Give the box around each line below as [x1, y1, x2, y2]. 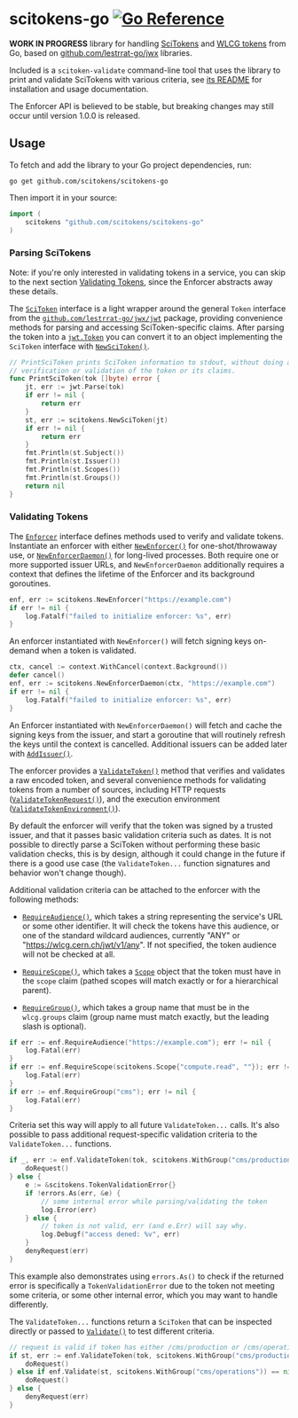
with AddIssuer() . [9, 748, 74, 758]
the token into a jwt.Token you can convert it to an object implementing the [9, 331, 283, 341]
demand [9, 646, 40, 656]
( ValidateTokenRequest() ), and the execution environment [9, 794, 220, 804]
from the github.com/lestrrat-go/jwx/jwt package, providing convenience [9, 312, 284, 323]
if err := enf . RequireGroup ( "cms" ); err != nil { [9, 1087, 197, 1096]
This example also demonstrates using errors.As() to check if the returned [9, 1271, 284, 1281]
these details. [9, 286, 59, 296]
